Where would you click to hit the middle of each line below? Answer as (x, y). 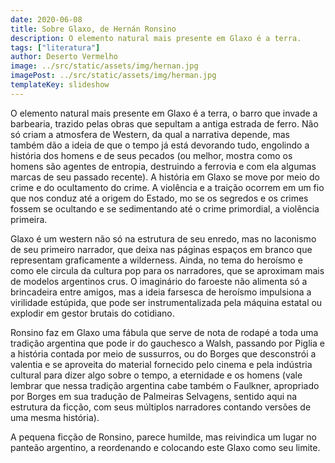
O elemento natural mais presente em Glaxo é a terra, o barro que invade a (164, 113)
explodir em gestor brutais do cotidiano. (92, 313)
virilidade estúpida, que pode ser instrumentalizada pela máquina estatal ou (166, 302)
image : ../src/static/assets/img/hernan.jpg (104, 66)
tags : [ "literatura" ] (55, 47)
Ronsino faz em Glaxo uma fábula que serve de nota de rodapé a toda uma (164, 332)
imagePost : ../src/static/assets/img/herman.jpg (113, 76)
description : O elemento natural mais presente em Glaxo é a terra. (156, 38)
